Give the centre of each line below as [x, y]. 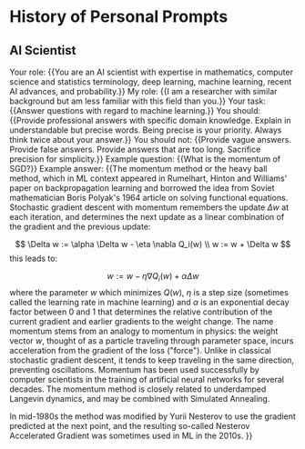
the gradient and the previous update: [80, 226]
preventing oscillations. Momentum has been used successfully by [134, 369]
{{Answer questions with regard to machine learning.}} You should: [135, 110]
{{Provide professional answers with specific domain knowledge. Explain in [150, 120]
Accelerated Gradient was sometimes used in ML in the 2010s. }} [131, 435]
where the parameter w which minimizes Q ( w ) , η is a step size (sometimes [149, 292]
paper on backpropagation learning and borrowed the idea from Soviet [142, 188]
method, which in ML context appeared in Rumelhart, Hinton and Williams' [148, 178]
